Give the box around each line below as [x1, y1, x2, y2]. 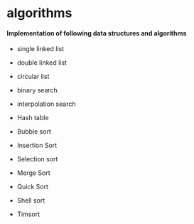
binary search [16, 86, 58, 95]
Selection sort [16, 155, 58, 164]
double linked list [16, 58, 67, 67]
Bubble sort [16, 127, 51, 136]
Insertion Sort [16, 141, 58, 150]
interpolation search [16, 100, 76, 108]
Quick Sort [16, 183, 49, 191]
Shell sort [16, 196, 45, 205]
